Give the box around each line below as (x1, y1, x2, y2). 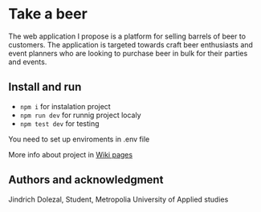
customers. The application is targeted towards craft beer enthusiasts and (8, 39, 253, 49)
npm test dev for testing (19, 118, 100, 128)
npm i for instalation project (19, 101, 111, 111)
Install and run (8, 80, 82, 94)
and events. (8, 57, 47, 67)
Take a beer (8, 5, 88, 23)
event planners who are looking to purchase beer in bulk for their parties (8, 48, 248, 58)
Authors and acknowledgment (8, 173, 164, 187)
